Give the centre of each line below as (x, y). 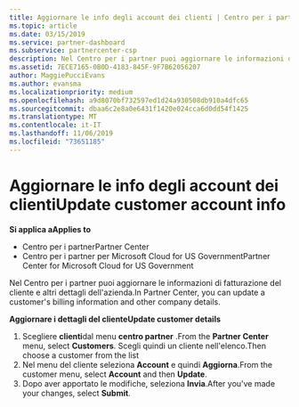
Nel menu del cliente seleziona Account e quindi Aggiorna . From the (147, 364)
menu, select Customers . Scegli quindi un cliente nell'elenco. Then (144, 346)
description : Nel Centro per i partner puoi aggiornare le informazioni (147, 59)
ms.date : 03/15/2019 (48, 34)
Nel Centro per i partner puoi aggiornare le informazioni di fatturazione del (145, 282)
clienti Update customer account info (148, 204)
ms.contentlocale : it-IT (55, 126)
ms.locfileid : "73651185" (57, 142)
